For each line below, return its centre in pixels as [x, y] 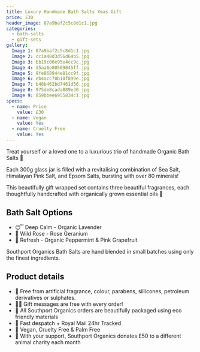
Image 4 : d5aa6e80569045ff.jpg [51, 67]
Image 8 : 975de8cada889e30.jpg [51, 90]
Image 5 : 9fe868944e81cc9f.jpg [51, 73]
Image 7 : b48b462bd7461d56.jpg [51, 85]
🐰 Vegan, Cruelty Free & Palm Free [57, 329]
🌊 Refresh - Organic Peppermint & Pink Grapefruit [76, 240]
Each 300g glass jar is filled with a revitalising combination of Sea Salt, [93, 169]
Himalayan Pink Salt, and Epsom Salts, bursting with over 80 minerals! [93, 176]
